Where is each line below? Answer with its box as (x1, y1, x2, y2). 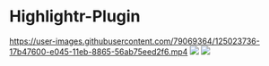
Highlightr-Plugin (9, 6, 141, 27)
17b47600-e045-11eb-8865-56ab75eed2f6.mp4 (9, 46, 188, 57)
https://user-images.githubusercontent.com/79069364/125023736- (9, 36, 260, 46)
